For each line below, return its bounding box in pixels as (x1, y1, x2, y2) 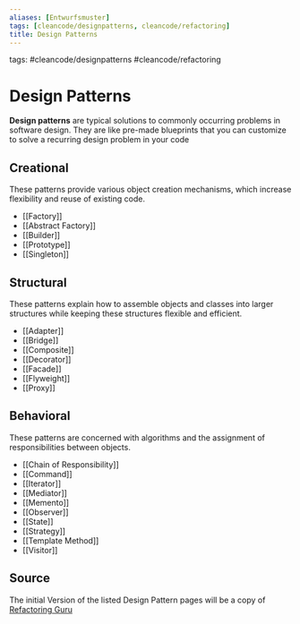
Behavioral (9, 408, 71, 423)
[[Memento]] (21, 497, 70, 508)
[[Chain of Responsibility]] (21, 458, 119, 470)
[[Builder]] (21, 230, 61, 241)
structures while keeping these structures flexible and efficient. (9, 308, 243, 319)
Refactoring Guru (9, 603, 73, 614)
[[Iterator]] (21, 478, 62, 489)
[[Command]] (21, 468, 73, 479)
